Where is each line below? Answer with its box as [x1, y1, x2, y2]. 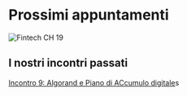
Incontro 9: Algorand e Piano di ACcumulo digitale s [8, 77, 180, 87]
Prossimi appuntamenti [8, 6, 169, 24]
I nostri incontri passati [8, 56, 128, 70]
